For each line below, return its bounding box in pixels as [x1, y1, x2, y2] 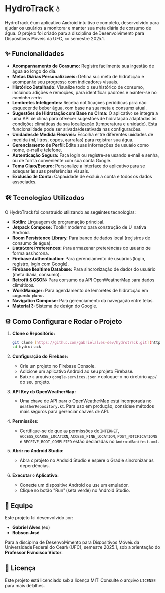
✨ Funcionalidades [5, 50, 64, 58]
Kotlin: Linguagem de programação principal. [12, 219, 105, 225]
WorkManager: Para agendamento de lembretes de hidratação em [12, 287, 148, 293]
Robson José [12, 529, 40, 535]
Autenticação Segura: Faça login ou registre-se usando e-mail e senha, [12, 152, 159, 158]
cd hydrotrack [12, 345, 41, 349]
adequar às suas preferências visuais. [12, 168, 90, 174]
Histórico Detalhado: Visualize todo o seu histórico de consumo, [12, 84, 144, 90]
